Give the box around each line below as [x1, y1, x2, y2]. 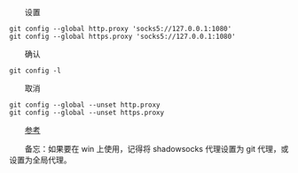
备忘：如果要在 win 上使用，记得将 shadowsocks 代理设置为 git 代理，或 [24, 144, 289, 154]
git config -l [9, 66, 62, 75]
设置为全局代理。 [9, 154, 72, 165]
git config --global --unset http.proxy [9, 101, 161, 109]
